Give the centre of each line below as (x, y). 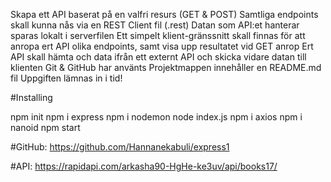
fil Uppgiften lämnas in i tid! (66, 78)
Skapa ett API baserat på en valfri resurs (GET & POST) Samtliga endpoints (164, 14)
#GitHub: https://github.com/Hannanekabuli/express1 (120, 147)
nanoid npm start (45, 127)
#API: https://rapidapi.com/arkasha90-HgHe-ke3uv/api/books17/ (144, 166)
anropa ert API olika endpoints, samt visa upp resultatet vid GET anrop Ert (162, 46)
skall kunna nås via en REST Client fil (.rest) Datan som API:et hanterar (155, 25)
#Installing (31, 97)
